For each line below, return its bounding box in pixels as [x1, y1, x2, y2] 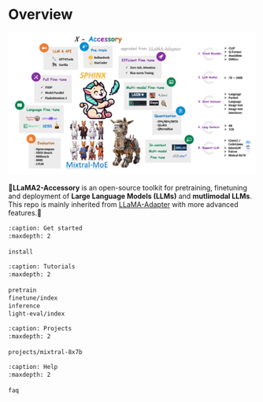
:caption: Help [8, 363, 58, 371]
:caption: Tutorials [8, 263, 76, 271]
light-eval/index [8, 310, 65, 318]
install [8, 248, 34, 256]
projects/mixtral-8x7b [8, 349, 83, 356]
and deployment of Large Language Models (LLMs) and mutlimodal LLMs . [8, 191, 252, 201]
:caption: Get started [8, 224, 83, 233]
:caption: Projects [8, 325, 72, 333]
